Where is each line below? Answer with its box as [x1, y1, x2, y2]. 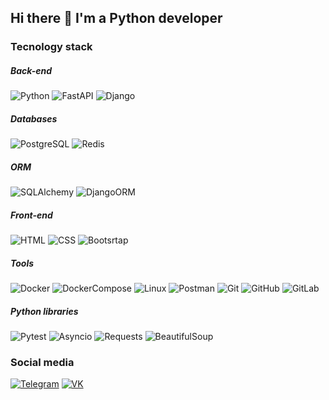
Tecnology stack [10, 40, 93, 54]
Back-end [10, 64, 52, 76]
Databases [10, 112, 58, 125]
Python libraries [10, 305, 79, 317]
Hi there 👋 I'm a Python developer [10, 10, 223, 27]
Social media [10, 356, 75, 370]
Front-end [10, 209, 53, 221]
